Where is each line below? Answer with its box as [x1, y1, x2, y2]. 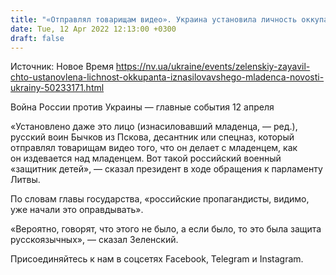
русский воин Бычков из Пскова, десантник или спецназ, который [10, 131, 295, 143]
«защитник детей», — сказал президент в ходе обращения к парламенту [10, 163, 323, 175]
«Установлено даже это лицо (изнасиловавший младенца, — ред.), [10, 121, 298, 133]
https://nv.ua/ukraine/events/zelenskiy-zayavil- [115, 61, 311, 73]
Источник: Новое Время [10, 61, 114, 73]
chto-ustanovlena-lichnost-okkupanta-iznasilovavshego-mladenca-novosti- [10, 71, 325, 83]
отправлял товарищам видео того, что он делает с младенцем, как [10, 142, 298, 154]
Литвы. [10, 174, 41, 186]
